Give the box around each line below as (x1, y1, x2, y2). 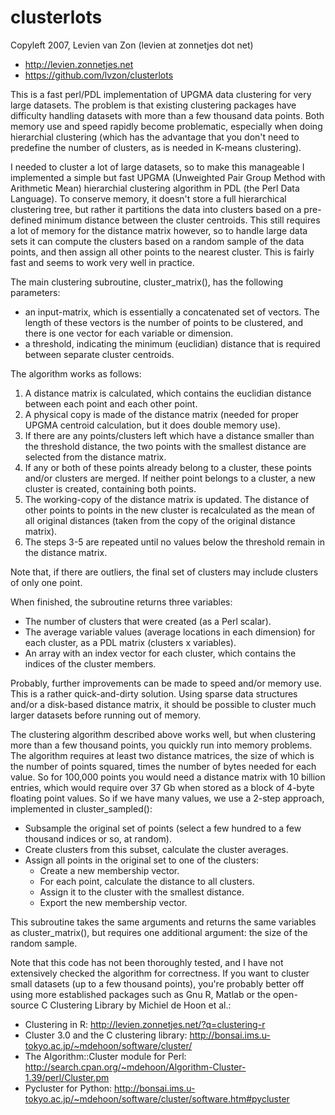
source (10, 999, 40, 1011)
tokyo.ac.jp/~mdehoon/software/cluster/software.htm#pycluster (24, 1092, 290, 1105)
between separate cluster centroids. (24, 348, 175, 360)
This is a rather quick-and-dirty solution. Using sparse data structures (10, 687, 298, 700)
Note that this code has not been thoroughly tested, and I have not (10, 956, 284, 968)
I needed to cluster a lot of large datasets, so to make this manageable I (10, 161, 305, 173)
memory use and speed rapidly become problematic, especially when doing (10, 120, 323, 132)
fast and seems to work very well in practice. (10, 256, 195, 268)
